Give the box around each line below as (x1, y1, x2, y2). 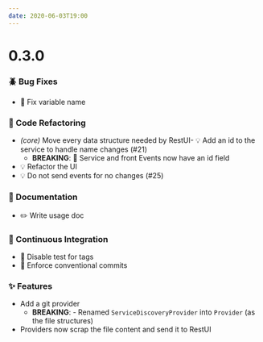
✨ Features (8, 280, 53, 291)
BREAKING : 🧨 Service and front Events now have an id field (31, 153, 230, 163)
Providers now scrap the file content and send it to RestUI (19, 324, 212, 335)
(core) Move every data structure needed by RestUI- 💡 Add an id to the (19, 136, 256, 145)
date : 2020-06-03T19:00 (8, 11, 88, 20)
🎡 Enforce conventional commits (19, 261, 128, 270)
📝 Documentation (8, 191, 78, 202)
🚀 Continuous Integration (8, 233, 109, 244)
